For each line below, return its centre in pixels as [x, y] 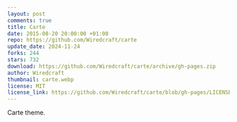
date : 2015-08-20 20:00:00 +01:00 [58, 33]
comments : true [30, 20]
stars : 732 [23, 60]
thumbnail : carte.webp [41, 79]
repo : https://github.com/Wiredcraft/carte [72, 40]
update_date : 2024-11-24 [44, 47]
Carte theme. [26, 113]
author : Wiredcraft [36, 73]
